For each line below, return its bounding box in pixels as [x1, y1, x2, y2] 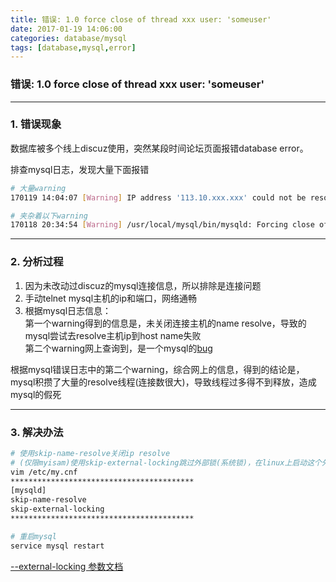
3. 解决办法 [10, 425, 64, 439]
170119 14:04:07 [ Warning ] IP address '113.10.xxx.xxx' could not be [10, 192, 307, 203]
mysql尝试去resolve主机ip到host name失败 [24, 329, 202, 341]
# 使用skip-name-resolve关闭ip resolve [10, 448, 171, 458]
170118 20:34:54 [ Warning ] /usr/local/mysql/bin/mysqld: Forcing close [10, 220, 315, 230]
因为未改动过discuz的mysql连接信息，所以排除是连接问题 [24, 279, 262, 291]
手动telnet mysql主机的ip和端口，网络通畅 [24, 292, 197, 304]
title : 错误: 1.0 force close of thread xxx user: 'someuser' [10, 14, 272, 25]
